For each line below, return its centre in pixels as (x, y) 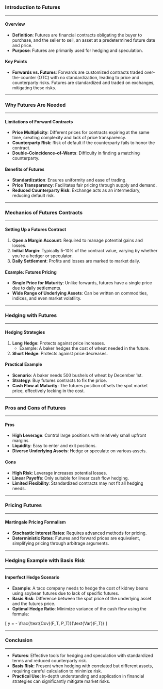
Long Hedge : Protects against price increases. (58, 343)
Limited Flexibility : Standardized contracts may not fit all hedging (78, 483)
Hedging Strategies (25, 332)
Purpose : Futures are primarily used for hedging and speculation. (77, 50)
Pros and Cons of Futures (36, 408)
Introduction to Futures (33, 7)
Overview (15, 24)
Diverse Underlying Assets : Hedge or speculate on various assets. (79, 451)
